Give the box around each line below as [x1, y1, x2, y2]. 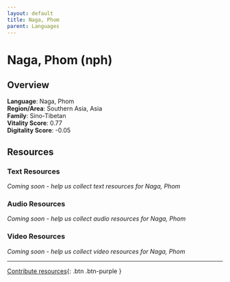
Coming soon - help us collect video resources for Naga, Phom [7, 247, 186, 255]
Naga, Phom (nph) [7, 52, 113, 68]
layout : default [7, 10, 53, 17]
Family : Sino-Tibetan [7, 112, 66, 120]
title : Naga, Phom [7, 16, 60, 23]
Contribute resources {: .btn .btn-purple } [7, 267, 122, 275]
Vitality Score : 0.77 [7, 119, 63, 127]
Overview [7, 79, 50, 91]
